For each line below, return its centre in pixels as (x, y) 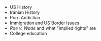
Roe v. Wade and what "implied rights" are (53, 28)
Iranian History (25, 12)
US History (21, 7)
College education (28, 33)
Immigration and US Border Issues (45, 23)
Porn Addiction (25, 18)
